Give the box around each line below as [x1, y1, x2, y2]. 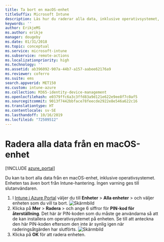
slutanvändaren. [5, 185, 38, 191]
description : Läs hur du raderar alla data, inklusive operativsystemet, [5, 16, 160, 21]
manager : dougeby [5, 35, 41, 40]
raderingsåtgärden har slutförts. [12, 226, 77, 232]
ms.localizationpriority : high [5, 58, 69, 63]
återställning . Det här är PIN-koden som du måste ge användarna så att [12, 210, 159, 216]
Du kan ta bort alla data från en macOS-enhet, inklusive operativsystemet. [5, 174, 156, 180]
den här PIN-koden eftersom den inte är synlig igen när [12, 221, 125, 227]
